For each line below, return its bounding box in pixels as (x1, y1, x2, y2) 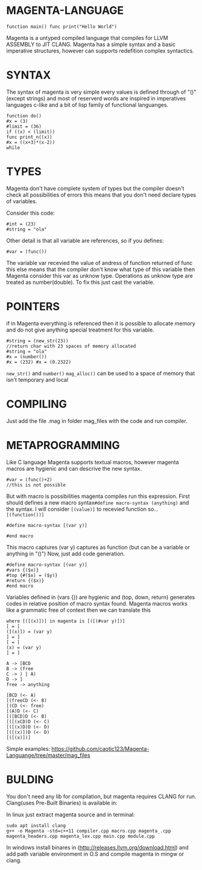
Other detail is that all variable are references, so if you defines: (6, 237, 164, 244)
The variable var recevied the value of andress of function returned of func (6, 259, 193, 266)
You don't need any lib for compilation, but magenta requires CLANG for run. (6, 793, 197, 800)
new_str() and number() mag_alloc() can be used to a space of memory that (6, 370, 195, 377)
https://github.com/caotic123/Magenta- (51, 745, 150, 752)
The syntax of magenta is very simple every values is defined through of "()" (6, 88, 197, 96)
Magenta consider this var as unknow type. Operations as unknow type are (6, 272, 193, 279)
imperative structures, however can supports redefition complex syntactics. (6, 47, 194, 54)
